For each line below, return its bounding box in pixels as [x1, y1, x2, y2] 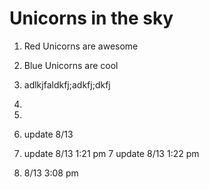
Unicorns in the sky [9, 7, 174, 30]
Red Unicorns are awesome [23, 40, 139, 52]
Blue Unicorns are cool [23, 59, 119, 71]
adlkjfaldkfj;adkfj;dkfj [23, 78, 111, 91]
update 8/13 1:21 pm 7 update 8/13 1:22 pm [23, 147, 200, 159]
